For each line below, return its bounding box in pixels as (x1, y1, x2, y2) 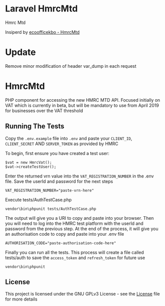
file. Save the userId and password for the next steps (5, 178, 113, 184)
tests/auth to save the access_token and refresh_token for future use (5, 255, 145, 261)
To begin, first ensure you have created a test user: (5, 150, 110, 156)
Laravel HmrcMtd (5, 3, 78, 14)
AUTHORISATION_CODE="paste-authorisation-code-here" (5, 240, 116, 246)
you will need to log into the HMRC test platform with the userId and (5, 220, 144, 226)
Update (5, 47, 36, 58)
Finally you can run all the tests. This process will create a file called (5, 249, 144, 255)
